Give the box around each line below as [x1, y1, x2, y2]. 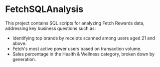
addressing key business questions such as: [5, 25, 96, 31]
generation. [12, 56, 36, 62]
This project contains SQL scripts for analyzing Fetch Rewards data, [5, 20, 145, 26]
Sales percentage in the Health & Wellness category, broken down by [12, 51, 155, 57]
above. [12, 40, 27, 46]
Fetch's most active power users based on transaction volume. [12, 45, 142, 51]
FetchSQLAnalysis [5, 3, 84, 15]
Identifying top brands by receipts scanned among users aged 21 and [12, 35, 156, 41]
